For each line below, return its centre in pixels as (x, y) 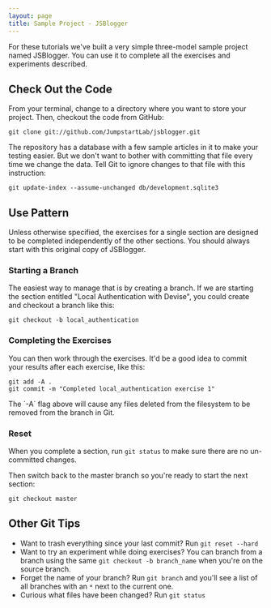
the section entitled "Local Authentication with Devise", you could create (129, 297)
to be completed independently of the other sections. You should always (129, 241)
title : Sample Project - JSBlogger (68, 24)
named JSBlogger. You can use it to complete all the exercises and (119, 55)
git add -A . (30, 382)
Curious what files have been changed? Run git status (113, 595)
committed (26, 460)
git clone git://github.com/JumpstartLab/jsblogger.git (104, 132)
